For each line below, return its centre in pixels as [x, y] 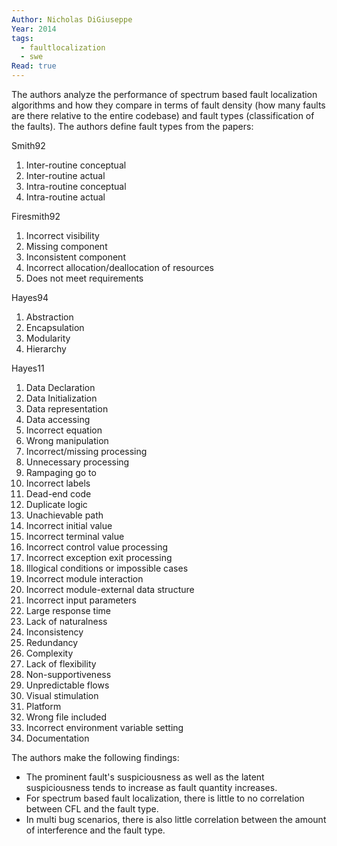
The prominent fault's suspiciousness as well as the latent [145, 777]
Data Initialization [61, 398]
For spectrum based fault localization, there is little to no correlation [165, 798]
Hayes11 [28, 368]
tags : [22, 38]
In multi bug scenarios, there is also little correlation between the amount [176, 819]
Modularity [48, 338]
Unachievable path [64, 515]
